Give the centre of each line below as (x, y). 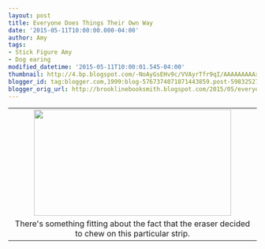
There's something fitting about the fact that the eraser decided (132, 224)
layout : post (30, 15)
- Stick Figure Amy (40, 52)
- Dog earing (30, 60)
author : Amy (28, 38)
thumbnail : (26, 74)
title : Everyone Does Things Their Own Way (81, 23)
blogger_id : (28, 81)
